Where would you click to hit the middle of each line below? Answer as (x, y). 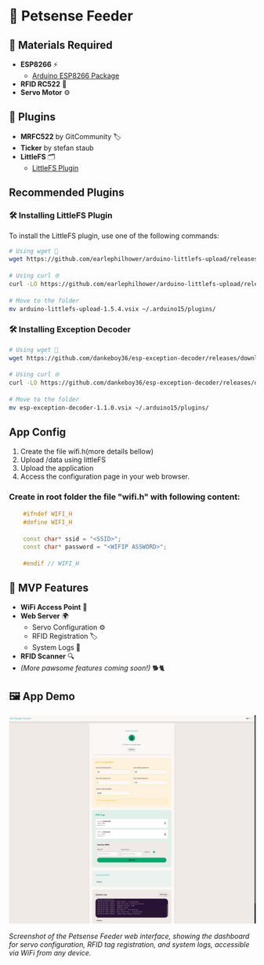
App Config (38, 433)
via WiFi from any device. (50, 953)
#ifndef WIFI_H (48, 514)
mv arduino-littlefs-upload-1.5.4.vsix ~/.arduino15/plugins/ (112, 309)
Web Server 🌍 (44, 615)
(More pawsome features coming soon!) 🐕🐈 (92, 668)
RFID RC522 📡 (43, 84)
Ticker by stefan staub (57, 148)
